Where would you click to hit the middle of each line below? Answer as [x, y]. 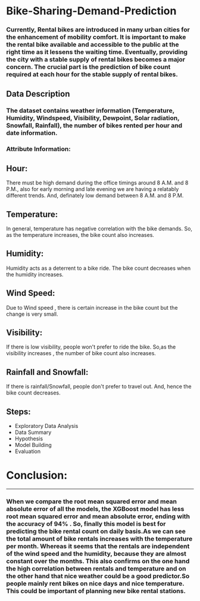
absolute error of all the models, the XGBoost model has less [95, 508]
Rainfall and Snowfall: [47, 372]
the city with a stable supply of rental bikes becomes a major [96, 60]
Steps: [18, 412]
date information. [32, 133]
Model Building [33, 445]
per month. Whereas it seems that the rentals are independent [98, 546]
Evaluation [28, 451]
